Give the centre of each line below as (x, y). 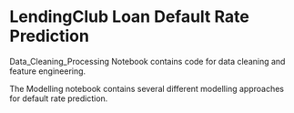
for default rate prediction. (59, 98)
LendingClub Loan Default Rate (130, 17)
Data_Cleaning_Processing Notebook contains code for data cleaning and (147, 61)
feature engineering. (48, 71)
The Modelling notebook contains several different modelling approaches (147, 88)
